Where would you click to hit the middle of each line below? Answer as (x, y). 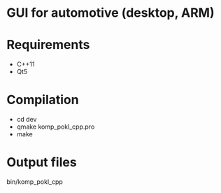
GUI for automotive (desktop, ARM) (110, 13)
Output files (42, 163)
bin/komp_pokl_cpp (35, 182)
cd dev (27, 120)
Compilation (43, 100)
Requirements (48, 45)
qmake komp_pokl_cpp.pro (56, 127)
